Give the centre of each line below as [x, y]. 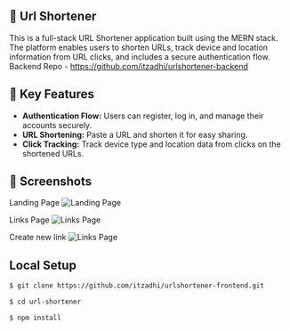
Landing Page [35, 203]
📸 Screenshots [51, 182]
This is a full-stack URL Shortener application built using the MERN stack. [144, 37]
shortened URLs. [53, 153]
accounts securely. [57, 125]
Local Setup [43, 265]
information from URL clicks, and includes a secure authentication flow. [140, 57]
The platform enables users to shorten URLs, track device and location [139, 47]
